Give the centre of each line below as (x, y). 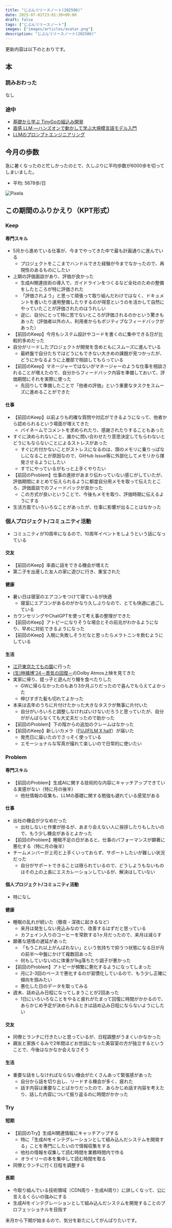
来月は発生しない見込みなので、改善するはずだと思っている (83, 928)
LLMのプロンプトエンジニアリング (49, 135)
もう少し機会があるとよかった (61, 833)
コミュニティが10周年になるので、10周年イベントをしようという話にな (87, 533)
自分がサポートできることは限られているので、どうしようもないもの (92, 865)
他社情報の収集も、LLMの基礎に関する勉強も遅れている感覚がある (90, 795)
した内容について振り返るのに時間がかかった (81, 1094)
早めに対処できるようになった (53, 629)
